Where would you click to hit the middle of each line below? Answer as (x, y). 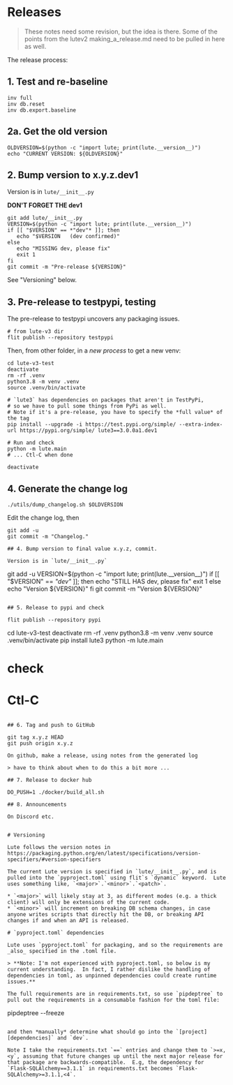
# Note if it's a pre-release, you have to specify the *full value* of (115, 413)
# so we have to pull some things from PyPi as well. (87, 406)
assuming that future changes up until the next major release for (123, 1056)
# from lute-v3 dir (36, 332)
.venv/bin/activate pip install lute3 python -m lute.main (85, 640)
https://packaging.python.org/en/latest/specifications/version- (104, 854)
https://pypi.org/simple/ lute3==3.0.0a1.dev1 (89, 431)
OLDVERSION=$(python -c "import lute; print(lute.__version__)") (104, 147)
